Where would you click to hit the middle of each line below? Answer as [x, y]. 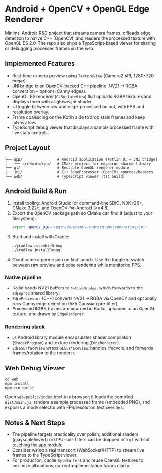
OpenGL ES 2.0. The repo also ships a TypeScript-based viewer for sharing [81, 43]
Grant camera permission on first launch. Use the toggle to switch [78, 259]
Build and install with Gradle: [41, 237]
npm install [17, 384]
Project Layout [27, 148]
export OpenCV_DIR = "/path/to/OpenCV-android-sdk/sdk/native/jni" [80, 227]
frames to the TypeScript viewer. [45, 455]
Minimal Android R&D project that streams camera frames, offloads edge [78, 33]
